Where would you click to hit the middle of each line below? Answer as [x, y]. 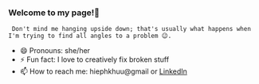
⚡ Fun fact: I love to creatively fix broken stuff [94, 59]
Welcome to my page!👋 [54, 13]
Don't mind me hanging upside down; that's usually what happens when [131, 29]
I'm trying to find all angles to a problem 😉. [90, 36]
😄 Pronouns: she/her [55, 51]
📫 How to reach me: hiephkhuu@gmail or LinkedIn [103, 71]
